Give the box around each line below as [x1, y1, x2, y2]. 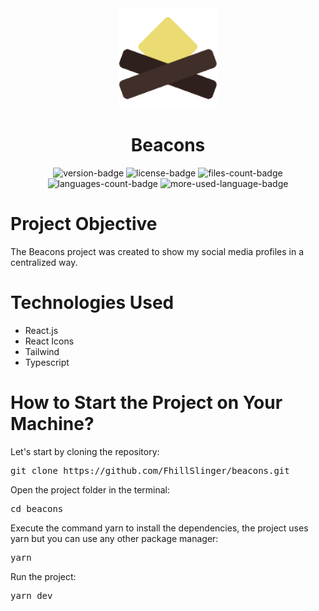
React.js [24, 324, 59, 336]
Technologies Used [10, 292, 175, 314]
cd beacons [10, 503, 64, 514]
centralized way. [10, 256, 78, 268]
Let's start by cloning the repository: [10, 445, 160, 457]
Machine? [10, 413, 95, 435]
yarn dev [10, 590, 53, 601]
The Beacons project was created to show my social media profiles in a [10, 245, 305, 257]
